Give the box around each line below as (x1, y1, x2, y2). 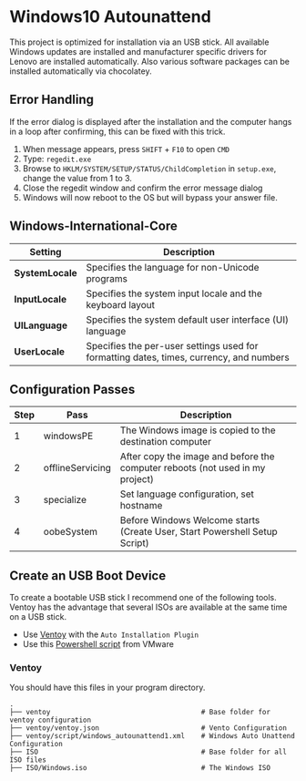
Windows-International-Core (9, 219, 178, 234)
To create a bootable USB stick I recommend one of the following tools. (9, 592, 277, 603)
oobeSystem (43, 526, 98, 539)
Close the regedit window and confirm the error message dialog (22, 182, 263, 193)
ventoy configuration (9, 715, 92, 725)
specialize (43, 494, 87, 507)
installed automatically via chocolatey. (9, 66, 152, 77)
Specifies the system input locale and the (86, 287, 262, 300)
